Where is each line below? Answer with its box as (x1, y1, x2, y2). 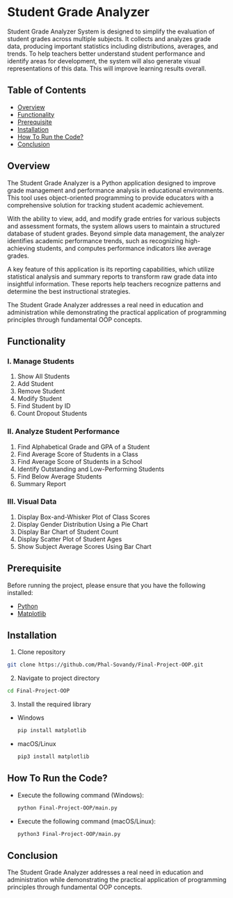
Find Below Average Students (17, 472, 102, 481)
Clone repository (17, 648, 66, 656)
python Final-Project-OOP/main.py (17, 804, 118, 812)
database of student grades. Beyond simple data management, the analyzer (7, 229, 225, 238)
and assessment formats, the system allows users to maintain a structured (7, 222, 220, 230)
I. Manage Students (7, 356, 74, 366)
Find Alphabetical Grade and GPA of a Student (17, 442, 150, 451)
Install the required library (17, 700, 92, 709)
